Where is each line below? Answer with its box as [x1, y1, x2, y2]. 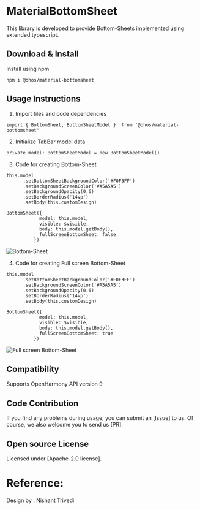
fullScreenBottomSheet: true [39, 330, 114, 337]
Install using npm [6, 65, 50, 72]
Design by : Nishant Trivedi [6, 497, 75, 504]
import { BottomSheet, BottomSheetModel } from [6, 121, 133, 128]
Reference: [6, 476, 64, 490]
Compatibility [6, 363, 59, 375]
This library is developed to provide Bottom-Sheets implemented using [6, 25, 185, 32]
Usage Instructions [6, 94, 81, 104]
